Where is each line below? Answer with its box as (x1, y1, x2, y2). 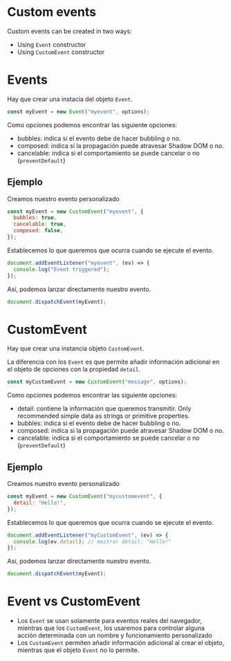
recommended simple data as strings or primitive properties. (17, 412, 190, 420)
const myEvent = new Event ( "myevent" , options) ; (7, 108, 150, 115)
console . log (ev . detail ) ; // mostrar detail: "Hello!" (13, 538, 172, 545)
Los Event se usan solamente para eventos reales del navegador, (17, 617, 203, 625)
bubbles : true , (13, 214, 57, 221)
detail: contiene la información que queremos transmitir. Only (17, 404, 192, 413)
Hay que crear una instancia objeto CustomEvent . (7, 344, 145, 353)
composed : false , (13, 227, 64, 234)
